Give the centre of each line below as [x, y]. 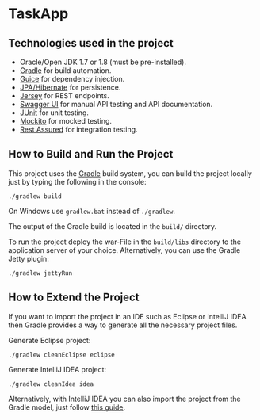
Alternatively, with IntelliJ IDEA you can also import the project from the [125, 399]
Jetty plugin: [29, 258]
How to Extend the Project [74, 298]
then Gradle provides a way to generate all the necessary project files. [123, 325]
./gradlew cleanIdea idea [51, 384]
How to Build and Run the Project [91, 154]
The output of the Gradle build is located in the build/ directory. [113, 226]
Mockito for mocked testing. [66, 121]
